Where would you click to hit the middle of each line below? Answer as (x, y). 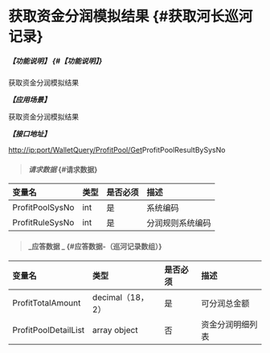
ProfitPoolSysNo (43, 207)
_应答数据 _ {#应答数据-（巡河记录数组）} (95, 246)
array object (115, 330)
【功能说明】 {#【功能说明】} (55, 60)
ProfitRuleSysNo (43, 223)
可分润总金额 (225, 303)
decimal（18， (121, 297)
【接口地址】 (29, 134)
